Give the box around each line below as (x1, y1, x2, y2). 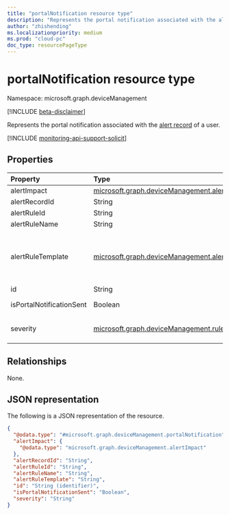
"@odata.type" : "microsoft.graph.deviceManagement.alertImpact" (19, 444, 207, 451)
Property (10, 174, 40, 184)
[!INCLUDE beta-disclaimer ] (7, 107, 86, 115)
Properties (7, 154, 53, 165)
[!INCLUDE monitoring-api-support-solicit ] (7, 134, 127, 142)
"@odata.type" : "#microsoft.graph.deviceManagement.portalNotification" (13, 431, 225, 439)
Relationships (7, 356, 67, 368)
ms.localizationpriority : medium (7, 29, 103, 36)
